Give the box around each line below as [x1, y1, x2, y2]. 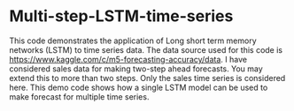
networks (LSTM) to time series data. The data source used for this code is [9, 44, 283, 55]
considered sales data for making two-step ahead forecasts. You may [9, 63, 263, 74]
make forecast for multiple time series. [9, 91, 150, 102]
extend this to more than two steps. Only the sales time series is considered [9, 72, 286, 83]
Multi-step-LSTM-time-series [9, 6, 234, 26]
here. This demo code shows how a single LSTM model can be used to [9, 82, 268, 92]
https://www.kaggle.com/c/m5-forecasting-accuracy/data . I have [9, 54, 248, 64]
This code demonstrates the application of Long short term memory [9, 35, 257, 46]
